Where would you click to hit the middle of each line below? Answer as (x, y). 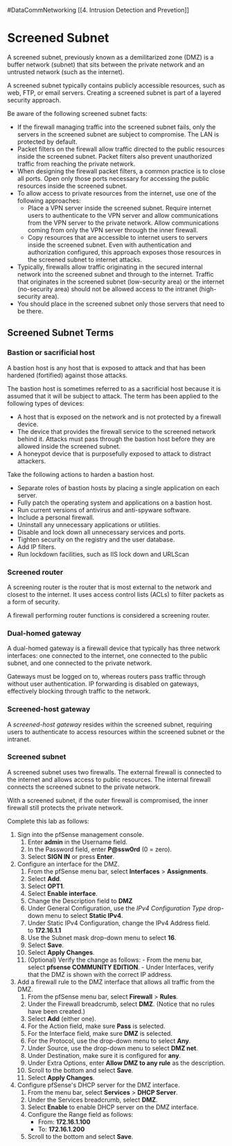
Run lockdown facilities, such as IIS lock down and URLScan (103, 554)
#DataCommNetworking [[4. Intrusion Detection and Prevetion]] (98, 10)
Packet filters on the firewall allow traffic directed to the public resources (121, 149)
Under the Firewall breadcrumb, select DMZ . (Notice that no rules (121, 1004)
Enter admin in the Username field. (78, 842)
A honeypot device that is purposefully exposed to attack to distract (114, 453)
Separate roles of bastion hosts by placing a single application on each (118, 487)
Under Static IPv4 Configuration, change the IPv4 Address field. (119, 923)
